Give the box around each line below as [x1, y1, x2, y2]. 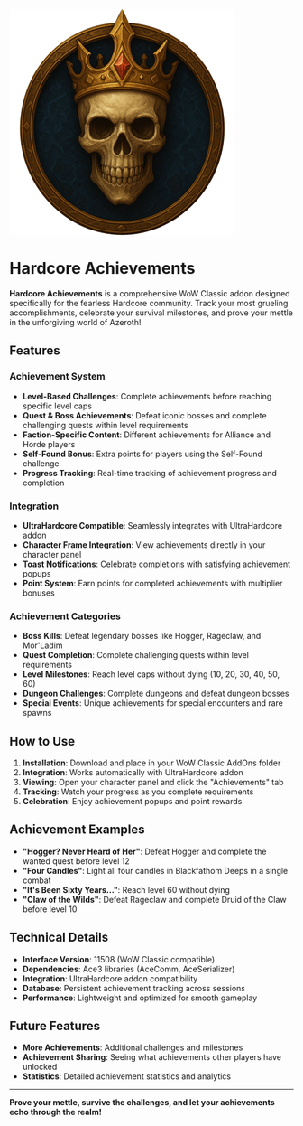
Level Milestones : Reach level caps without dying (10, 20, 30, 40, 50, [22, 669, 280, 680]
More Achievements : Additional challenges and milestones [22, 1042, 243, 1053]
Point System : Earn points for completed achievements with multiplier [22, 577, 283, 588]
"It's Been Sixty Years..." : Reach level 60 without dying [22, 884, 230, 895]
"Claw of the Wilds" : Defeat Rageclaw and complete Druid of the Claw [22, 894, 287, 905]
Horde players [22, 438, 76, 449]
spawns [22, 708, 52, 718]
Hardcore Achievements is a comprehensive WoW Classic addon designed [9, 287, 290, 298]
